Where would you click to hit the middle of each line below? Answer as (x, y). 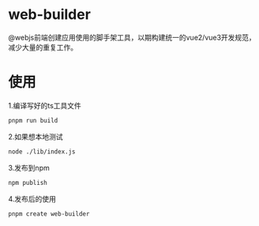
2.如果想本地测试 (36, 137)
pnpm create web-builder (49, 214)
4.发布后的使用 (32, 198)
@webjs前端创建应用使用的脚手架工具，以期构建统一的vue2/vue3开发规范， (132, 37)
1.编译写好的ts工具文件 (45, 105)
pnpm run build (33, 120)
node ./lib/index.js (42, 152)
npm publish (28, 183)
